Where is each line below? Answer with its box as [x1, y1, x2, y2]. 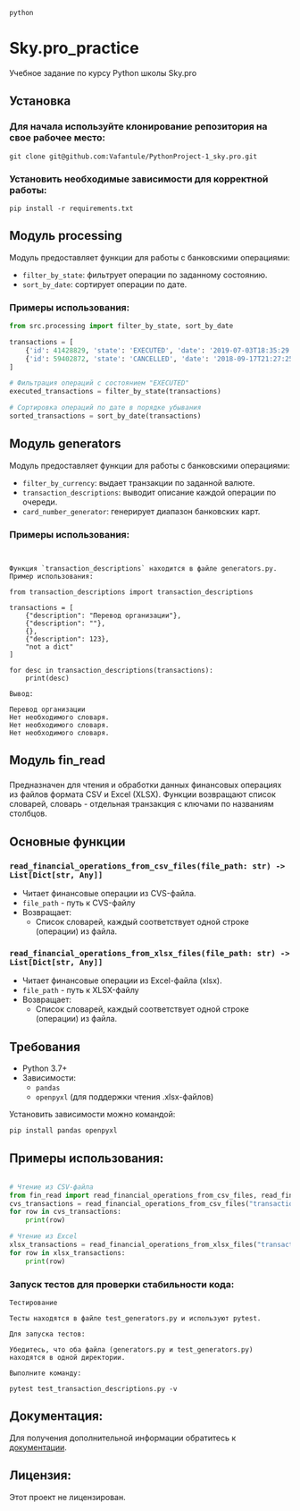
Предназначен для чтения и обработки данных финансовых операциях [9, 779, 282, 791]
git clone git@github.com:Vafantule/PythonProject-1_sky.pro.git [9, 152, 257, 161]
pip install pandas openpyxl [9, 1126, 118, 1135]
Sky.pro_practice [9, 38, 140, 58]
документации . [9, 1441, 67, 1453]
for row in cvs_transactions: [9, 1208, 122, 1217]
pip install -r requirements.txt [9, 204, 134, 213]
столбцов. [9, 808, 47, 819]
